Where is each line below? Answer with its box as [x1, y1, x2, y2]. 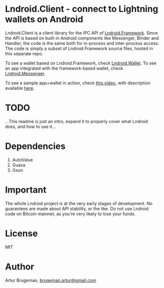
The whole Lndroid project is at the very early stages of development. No [5, 200, 153, 206]
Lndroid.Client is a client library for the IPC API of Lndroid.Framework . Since [5, 30, 158, 36]
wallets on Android [5, 14, 83, 25]
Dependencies [5, 141, 66, 152]
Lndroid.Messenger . [5, 70, 46, 76]
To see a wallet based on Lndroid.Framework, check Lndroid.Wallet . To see [5, 60, 157, 66]
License [5, 228, 38, 239]
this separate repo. [5, 50, 43, 57]
